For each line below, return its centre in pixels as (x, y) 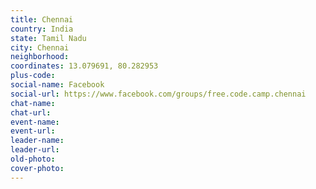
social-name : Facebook (57, 85)
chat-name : (33, 103)
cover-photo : (37, 168)
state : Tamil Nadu (48, 38)
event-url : (33, 131)
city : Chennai (40, 47)
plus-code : (33, 76)
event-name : (35, 122)
